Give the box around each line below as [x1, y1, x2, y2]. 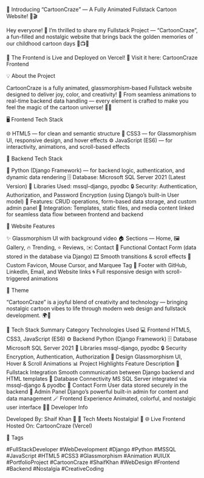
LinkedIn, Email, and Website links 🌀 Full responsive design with [6, 268, 165, 275]
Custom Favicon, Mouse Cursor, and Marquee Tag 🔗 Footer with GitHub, [6, 262, 187, 268]
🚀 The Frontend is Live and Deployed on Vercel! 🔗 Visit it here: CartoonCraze [6, 54, 198, 61]
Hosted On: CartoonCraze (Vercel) [6, 422, 93, 429]
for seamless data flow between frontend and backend [6, 211, 144, 218]
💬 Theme [6, 287, 29, 294]
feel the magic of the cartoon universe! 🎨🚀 [6, 104, 112, 111]
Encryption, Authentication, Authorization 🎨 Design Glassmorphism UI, [6, 353, 182, 360]
